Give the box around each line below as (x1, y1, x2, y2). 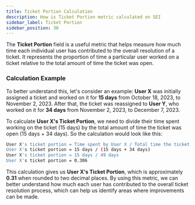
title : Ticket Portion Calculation (6, 8, 93, 15)
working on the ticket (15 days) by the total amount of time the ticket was (6, 124, 182, 131)
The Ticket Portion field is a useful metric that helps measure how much (6, 41, 182, 48)
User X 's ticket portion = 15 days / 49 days (6, 152, 119, 158)
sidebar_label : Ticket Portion (6, 19, 83, 25)
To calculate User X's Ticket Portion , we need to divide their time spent (6, 118, 180, 125)
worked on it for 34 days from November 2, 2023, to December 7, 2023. (6, 106, 180, 113)
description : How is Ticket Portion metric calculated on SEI (6, 14, 161, 20)
